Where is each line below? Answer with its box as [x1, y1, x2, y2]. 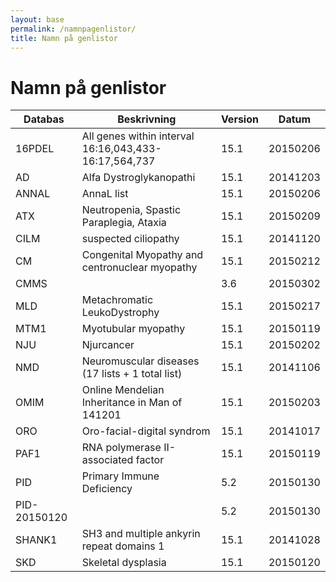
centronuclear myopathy [81, 261, 198, 275]
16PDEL [15, 142, 55, 156]
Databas [23, 112, 65, 126]
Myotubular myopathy [81, 322, 186, 336]
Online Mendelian [81, 383, 165, 397]
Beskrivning [117, 112, 177, 126]
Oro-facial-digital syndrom [81, 424, 211, 438]
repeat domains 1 [81, 539, 165, 553]
